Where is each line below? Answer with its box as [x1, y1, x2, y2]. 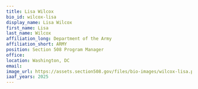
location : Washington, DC [6, 57, 70, 63]
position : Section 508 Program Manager [6, 47, 104, 53]
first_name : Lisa [6, 25, 49, 31]
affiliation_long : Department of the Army [6, 36, 112, 42]
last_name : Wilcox [6, 30, 51, 36]
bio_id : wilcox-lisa [6, 14, 57, 20]
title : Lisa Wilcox [6, 8, 54, 15]
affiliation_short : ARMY [6, 42, 67, 47]
